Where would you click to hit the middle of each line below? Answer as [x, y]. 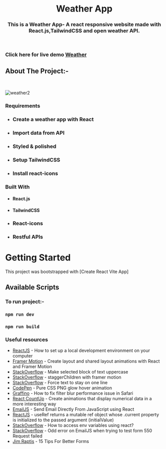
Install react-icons [35, 173]
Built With [18, 187]
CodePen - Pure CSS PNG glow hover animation [62, 388]
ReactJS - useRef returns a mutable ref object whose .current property [86, 415]
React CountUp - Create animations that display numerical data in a [82, 399]
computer [23, 356]
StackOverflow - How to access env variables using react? [73, 425]
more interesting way [34, 404]
